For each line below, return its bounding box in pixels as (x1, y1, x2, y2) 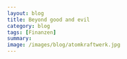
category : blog (7, 22, 51, 29)
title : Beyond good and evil (7, 16, 90, 23)
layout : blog (7, 9, 44, 17)
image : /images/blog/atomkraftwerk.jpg (7, 41, 121, 48)
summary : (7, 35, 32, 42)
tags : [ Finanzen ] (7, 28, 57, 36)
